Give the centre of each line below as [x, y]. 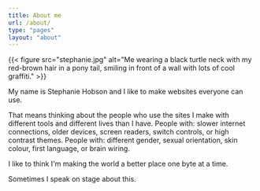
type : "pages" [32, 30]
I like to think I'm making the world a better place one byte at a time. [118, 164]
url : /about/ [30, 23]
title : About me [35, 15]
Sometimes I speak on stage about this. [72, 179]
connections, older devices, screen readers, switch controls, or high [119, 132]
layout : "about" [35, 37]
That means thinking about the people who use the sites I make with [119, 116]
